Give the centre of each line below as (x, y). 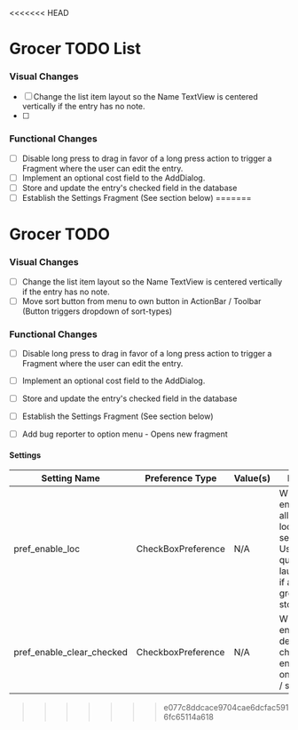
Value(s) (252, 478)
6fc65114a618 (189, 717)
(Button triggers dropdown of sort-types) (97, 311)
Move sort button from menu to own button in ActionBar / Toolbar (141, 301)
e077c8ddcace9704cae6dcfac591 (226, 708)
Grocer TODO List (75, 49)
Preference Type (181, 478)
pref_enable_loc (47, 549)
